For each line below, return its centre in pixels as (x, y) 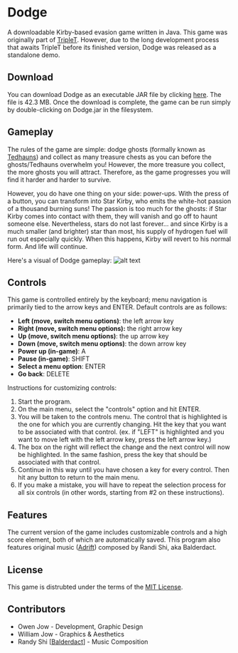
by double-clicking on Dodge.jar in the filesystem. (80, 109)
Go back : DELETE (43, 374)
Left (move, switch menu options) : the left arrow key (96, 321)
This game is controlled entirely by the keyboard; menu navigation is (107, 299)
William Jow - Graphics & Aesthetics (71, 634)
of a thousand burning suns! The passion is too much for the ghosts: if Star (117, 208)
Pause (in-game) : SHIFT (54, 359)
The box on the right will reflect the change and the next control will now (124, 447)
